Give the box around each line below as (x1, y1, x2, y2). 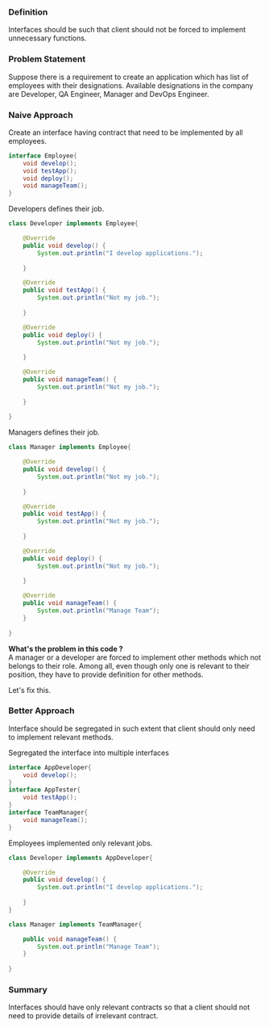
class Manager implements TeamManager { (8, 920, 143, 929)
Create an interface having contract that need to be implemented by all (8, 128, 243, 137)
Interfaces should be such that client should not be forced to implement (8, 25, 246, 35)
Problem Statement (8, 53, 86, 65)
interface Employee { (8, 152, 78, 160)
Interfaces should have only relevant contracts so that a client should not (8, 1002, 250, 1012)
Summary (8, 984, 48, 995)
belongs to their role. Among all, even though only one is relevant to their (8, 661, 250, 670)
